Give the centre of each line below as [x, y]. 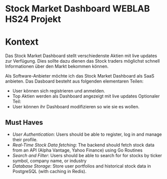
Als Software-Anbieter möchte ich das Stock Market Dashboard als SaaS [80, 76]
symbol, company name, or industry [49, 161]
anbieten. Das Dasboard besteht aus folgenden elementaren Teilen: [74, 81]
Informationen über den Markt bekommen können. [57, 66]
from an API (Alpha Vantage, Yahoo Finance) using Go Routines [78, 150]
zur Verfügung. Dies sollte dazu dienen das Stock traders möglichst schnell [83, 61]
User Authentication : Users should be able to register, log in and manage [87, 134]
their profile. [25, 139]
